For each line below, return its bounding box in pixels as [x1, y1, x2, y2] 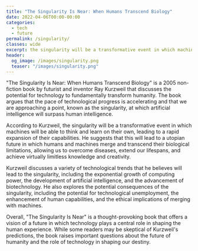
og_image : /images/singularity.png [11, 58, 99, 63]
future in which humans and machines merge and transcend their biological [6, 140, 190, 148]
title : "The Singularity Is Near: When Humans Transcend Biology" [6, 8, 173, 15]
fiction [6, 86, 22, 93]
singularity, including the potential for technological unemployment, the [6, 189, 179, 197]
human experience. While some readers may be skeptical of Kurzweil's [6, 226, 179, 233]
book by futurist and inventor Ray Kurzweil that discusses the [22, 86, 172, 93]
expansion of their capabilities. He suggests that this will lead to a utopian [6, 135, 185, 142]
